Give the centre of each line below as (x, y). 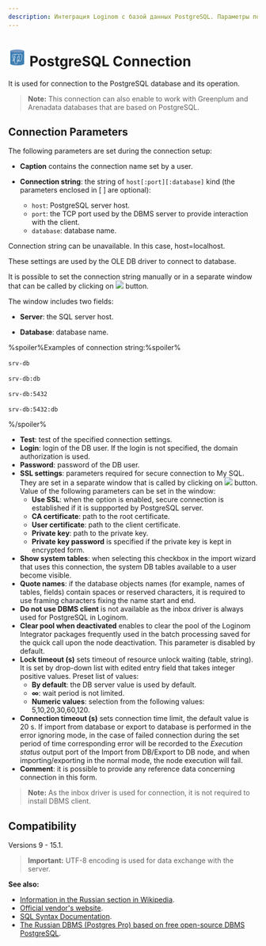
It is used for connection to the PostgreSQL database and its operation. (124, 83)
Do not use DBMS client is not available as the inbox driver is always (131, 609)
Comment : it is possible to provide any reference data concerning (127, 769)
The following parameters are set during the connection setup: (110, 151)
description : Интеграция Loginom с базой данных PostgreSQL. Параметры (129, 17)
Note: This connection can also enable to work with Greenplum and (138, 98)
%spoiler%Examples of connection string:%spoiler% (95, 348)
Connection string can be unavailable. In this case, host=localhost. (117, 246)
